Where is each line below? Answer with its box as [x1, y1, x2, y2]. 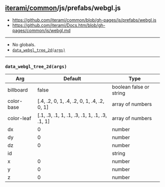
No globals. [12, 41, 36, 47]
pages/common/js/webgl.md [12, 27, 71, 33]
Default [63, 75, 82, 82]
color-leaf [7, 115, 31, 122]
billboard [7, 87, 28, 93]
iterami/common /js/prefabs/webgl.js [5, 4, 121, 12]
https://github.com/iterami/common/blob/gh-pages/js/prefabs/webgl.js [12, 17, 157, 23]
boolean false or [112, 84, 150, 91]
